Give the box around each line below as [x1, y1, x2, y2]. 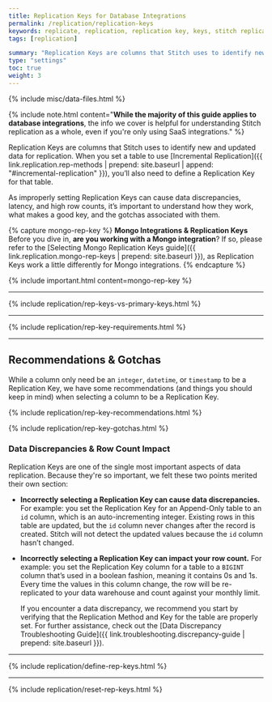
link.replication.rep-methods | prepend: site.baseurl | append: [8, 160, 214, 169]
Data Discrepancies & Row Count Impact [8, 443, 171, 454]
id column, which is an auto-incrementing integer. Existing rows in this [19, 512, 255, 521]
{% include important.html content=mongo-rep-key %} [8, 275, 193, 285]
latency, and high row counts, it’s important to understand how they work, [8, 201, 253, 211]
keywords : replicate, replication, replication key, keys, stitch [8, 27, 237, 35]
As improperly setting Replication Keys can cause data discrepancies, [8, 192, 241, 202]
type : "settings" [8, 57, 67, 65]
